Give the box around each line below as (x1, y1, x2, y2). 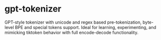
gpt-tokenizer (4, 3, 62, 14)
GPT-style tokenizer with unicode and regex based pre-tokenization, (4, 19, 142, 25)
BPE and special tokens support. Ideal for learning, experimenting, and (15, 24, 157, 30)
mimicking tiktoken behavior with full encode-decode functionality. (4, 29, 139, 35)
